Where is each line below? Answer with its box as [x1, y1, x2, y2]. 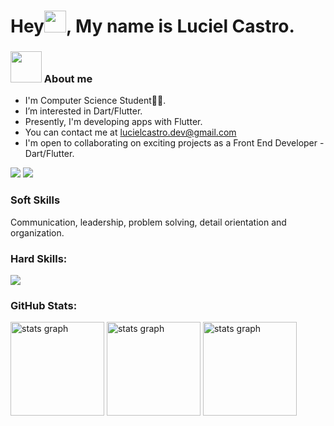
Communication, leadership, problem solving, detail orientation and [10, 216, 287, 228]
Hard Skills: [10, 251, 68, 265]
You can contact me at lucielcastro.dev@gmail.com [24, 126, 237, 139]
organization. [10, 226, 65, 239]
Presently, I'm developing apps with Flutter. [24, 116, 203, 128]
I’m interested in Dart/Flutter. [24, 105, 143, 117]
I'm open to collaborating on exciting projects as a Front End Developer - [24, 137, 325, 149]
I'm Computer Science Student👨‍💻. [24, 95, 167, 107]
